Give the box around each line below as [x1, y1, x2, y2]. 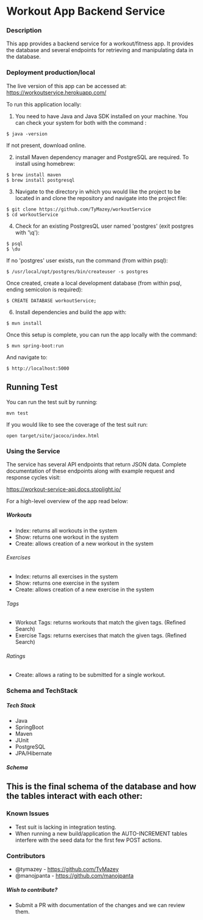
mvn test [6, 410, 29, 416]
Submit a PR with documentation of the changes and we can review [15, 901, 185, 908]
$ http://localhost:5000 [6, 365, 69, 372]
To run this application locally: [6, 100, 82, 108]
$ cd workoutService [6, 211, 59, 218]
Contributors [6, 851, 46, 860]
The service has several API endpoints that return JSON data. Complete [6, 460, 187, 468]
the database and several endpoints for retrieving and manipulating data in [6, 47, 194, 54]
